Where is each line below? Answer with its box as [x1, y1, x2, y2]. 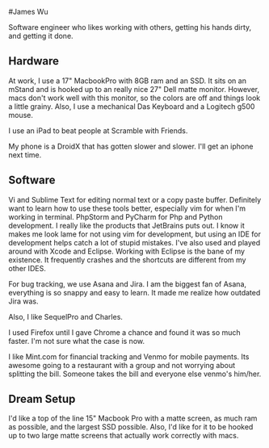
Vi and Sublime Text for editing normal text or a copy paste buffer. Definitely [8, 195, 262, 204]
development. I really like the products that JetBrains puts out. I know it [8, 220, 245, 230]
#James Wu [8, 7, 48, 16]
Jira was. [8, 296, 39, 306]
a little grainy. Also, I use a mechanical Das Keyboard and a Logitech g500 [8, 101, 255, 111]
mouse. [8, 110, 34, 119]
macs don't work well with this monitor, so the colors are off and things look [8, 93, 261, 103]
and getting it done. [8, 31, 74, 40]
